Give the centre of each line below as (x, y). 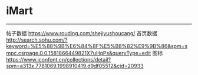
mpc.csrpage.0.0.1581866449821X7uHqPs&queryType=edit (79, 53)
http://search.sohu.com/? (37, 40)
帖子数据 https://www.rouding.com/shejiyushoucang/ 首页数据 (82, 33)
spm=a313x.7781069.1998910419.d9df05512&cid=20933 (75, 66)
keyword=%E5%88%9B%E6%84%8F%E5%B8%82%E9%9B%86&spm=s (97, 46)
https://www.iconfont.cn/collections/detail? (58, 59)
